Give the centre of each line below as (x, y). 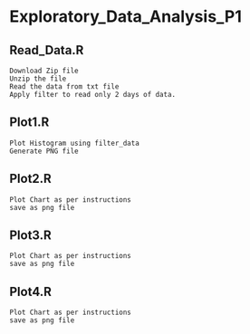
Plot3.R (30, 236)
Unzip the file (38, 79)
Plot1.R (29, 123)
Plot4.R (31, 291)
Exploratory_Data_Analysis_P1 (126, 17)
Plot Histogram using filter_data (75, 143)
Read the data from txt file (64, 87)
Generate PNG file (44, 151)
